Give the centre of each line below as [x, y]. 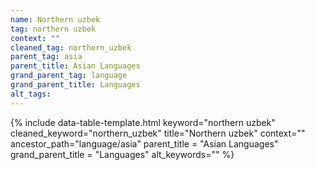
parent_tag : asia [46, 57]
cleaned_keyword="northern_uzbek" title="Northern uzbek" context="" [158, 133]
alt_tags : [31, 94]
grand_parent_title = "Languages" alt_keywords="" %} [122, 154]
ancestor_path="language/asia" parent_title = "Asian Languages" [144, 143]
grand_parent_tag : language [69, 76]
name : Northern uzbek [55, 19]
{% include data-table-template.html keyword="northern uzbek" [143, 122]
